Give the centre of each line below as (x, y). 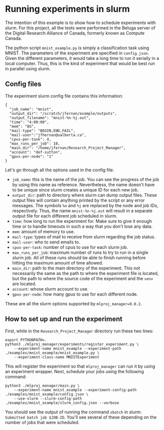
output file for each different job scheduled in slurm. (65, 216)
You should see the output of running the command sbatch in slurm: (73, 412)
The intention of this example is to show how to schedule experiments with (80, 23)
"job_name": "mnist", (32, 109)
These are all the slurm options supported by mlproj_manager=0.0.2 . (73, 303)
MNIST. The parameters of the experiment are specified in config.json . (77, 53)
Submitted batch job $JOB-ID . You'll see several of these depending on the (81, 417)
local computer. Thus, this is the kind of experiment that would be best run (80, 63)
